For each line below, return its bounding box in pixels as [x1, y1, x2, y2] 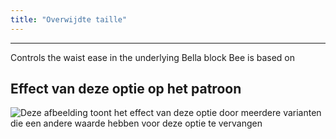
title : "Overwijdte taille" [10, 14, 128, 25]
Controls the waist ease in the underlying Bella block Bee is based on [10, 51, 296, 63]
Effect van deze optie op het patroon [10, 81, 242, 98]
